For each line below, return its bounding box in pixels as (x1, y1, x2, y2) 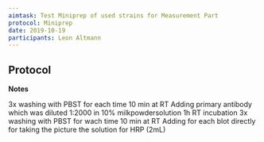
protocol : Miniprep (8, 19, 73, 27)
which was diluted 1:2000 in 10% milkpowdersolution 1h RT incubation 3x (8, 108, 248, 117)
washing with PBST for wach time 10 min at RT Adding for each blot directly (8, 117, 256, 126)
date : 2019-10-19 (8, 26, 66, 34)
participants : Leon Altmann (8, 33, 102, 42)
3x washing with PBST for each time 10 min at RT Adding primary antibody (8, 100, 253, 109)
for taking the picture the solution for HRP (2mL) (8, 125, 166, 135)
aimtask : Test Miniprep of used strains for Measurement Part (8, 11, 219, 20)
